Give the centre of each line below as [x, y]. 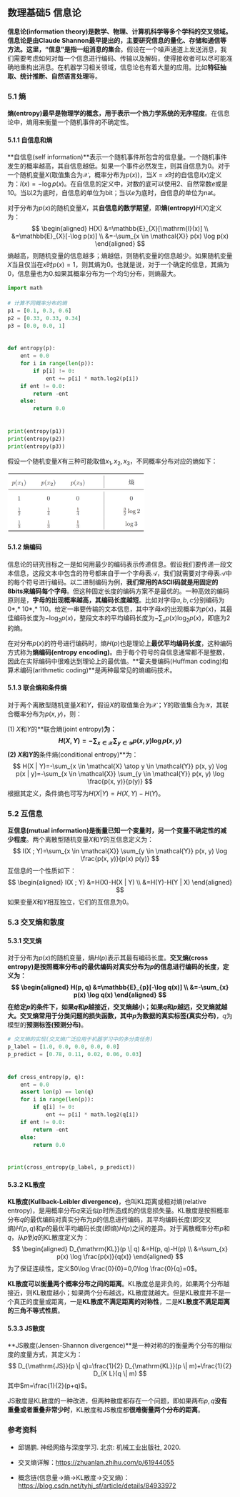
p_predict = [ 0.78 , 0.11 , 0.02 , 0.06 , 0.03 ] [75, 1055]
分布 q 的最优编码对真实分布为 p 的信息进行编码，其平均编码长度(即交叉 [110, 1220]
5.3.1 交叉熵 [25, 940]
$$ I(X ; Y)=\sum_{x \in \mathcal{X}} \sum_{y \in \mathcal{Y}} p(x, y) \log [120, 851]
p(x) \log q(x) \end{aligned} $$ [120, 995]
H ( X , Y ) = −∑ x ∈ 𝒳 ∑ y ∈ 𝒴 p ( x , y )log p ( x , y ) [120, 742]
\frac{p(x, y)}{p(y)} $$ [120, 781]
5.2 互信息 [25, 813]
